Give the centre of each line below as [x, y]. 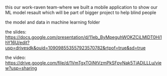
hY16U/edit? [17, 42]
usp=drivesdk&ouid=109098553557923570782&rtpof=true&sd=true [75, 48]
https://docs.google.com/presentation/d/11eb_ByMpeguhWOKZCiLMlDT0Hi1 [83, 37]
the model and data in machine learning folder [53, 22]
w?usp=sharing [21, 68]
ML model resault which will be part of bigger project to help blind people [81, 12]
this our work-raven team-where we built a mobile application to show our [81, 7]
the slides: [16, 32]
